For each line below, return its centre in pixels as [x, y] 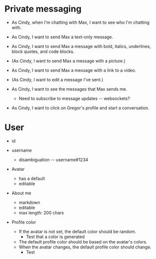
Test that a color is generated [55, 237]
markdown [30, 202]
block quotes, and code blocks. [43, 51]
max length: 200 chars [41, 212]
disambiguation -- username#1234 [53, 160]
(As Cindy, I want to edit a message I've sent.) [57, 80]
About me [21, 193]
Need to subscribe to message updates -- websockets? [74, 98]
